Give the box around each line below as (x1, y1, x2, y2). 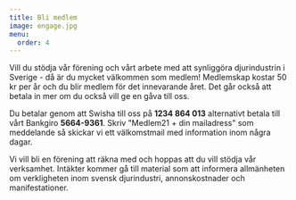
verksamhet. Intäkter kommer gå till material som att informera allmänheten (9, 163, 285, 174)
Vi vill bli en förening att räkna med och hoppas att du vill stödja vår (9, 154, 257, 165)
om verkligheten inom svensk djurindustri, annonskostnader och (9, 173, 245, 184)
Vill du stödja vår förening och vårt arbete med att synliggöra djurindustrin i (9, 62, 285, 73)
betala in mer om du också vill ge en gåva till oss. (9, 91, 190, 102)
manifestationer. (9, 182, 69, 193)
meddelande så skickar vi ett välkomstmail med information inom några (9, 127, 271, 138)
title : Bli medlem (9, 12, 78, 22)
